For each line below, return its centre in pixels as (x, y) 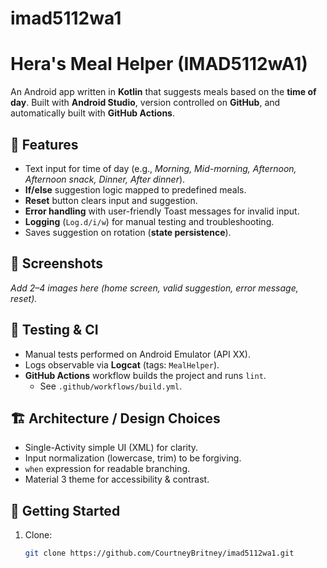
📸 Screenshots (57, 263)
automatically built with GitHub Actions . (92, 113)
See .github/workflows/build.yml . (111, 386)
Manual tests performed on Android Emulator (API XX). (137, 354)
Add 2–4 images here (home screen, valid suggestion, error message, (154, 288)
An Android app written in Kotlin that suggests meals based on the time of (163, 92)
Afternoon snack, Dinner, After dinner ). (105, 179)
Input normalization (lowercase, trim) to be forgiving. (133, 458)
